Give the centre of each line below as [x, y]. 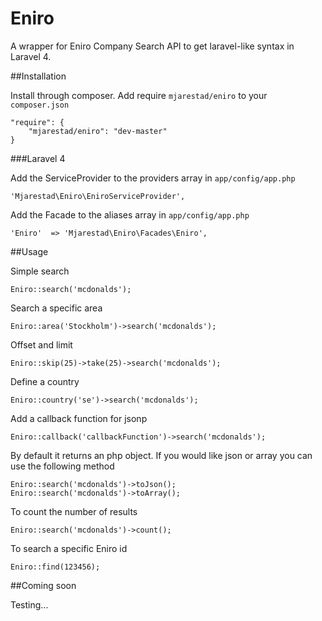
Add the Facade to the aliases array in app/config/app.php [130, 214]
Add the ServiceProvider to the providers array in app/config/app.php [153, 178]
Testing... [29, 604]
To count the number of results [74, 511]
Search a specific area [56, 308]
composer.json [40, 105]
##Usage [29, 251]
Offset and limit [41, 344]
